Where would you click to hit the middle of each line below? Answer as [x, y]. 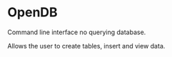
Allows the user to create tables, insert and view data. [86, 46]
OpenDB [33, 12]
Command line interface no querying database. [77, 32]
